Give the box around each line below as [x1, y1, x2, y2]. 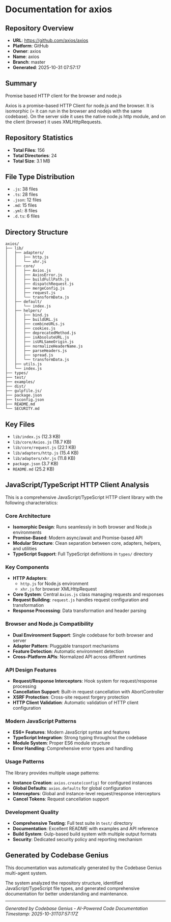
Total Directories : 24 [12, 152, 57, 158]
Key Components [5, 564, 49, 571]
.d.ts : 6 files [12, 213, 40, 219]
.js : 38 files [12, 186, 38, 192]
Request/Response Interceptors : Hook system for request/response [12, 678, 158, 684]
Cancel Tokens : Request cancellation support [12, 796, 109, 802]
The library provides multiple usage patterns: [5, 770, 100, 776]
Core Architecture [5, 512, 51, 519]
